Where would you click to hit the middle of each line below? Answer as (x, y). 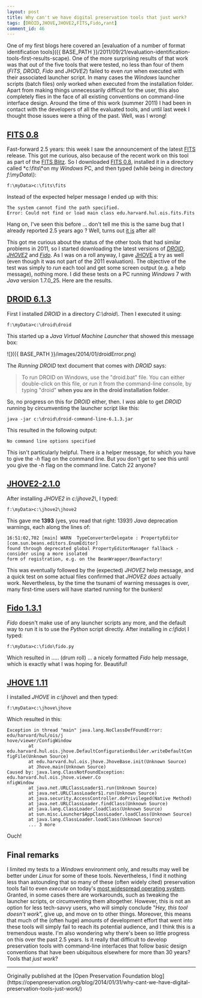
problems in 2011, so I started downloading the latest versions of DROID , (96, 249)
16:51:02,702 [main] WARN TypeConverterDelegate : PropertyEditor (93, 538)
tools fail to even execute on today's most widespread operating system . (97, 889)
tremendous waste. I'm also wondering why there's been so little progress (98, 933)
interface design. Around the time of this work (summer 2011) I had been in (99, 103)
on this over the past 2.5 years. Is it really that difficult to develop (87, 940)
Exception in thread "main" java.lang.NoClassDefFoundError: (85, 730)
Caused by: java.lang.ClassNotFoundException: (66, 772)
